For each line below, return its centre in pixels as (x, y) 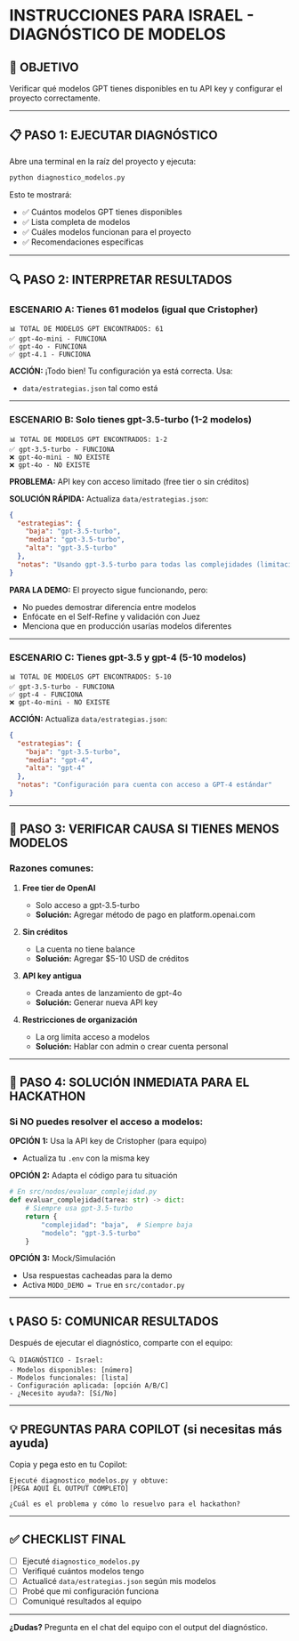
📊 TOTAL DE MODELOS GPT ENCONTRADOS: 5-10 (90, 677)
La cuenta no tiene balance (85, 949)
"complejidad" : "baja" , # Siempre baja (117, 1225)
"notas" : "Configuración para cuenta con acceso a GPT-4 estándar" (145, 785)
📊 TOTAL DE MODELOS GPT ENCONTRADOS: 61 (86, 329)
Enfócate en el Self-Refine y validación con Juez (111, 616)
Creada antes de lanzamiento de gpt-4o (109, 993)
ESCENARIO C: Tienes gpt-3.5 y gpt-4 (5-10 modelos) (128, 657)
